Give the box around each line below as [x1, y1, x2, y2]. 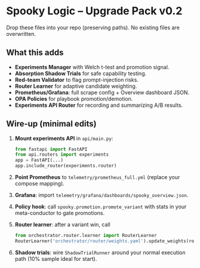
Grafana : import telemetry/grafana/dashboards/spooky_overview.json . [14, 192, 189, 199]
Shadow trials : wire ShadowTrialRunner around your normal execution [14, 249, 186, 256]
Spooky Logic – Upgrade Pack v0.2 [6, 4, 183, 18]
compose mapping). [14, 180, 64, 187]
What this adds [6, 48, 64, 58]
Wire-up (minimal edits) [6, 119, 97, 129]
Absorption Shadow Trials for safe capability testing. [14, 70, 147, 77]
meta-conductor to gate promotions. [14, 210, 105, 217]
